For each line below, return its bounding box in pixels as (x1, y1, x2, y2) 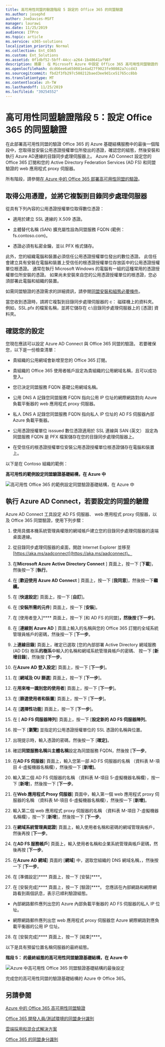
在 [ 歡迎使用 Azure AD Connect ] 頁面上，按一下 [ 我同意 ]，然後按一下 (12, 577, 154, 583)
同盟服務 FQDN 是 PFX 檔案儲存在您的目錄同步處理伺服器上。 (12, 434, 137, 439)
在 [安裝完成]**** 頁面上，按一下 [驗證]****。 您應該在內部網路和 (12, 884, 144, 890)
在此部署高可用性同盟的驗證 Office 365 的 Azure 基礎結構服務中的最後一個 (5, 141, 156, 147)
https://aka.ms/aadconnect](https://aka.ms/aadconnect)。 (14, 550, 133, 556)
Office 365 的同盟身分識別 (5, 1036, 58, 1042)
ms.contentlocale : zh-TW (5, 80, 56, 85)
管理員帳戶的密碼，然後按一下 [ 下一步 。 (12, 631, 93, 637)
